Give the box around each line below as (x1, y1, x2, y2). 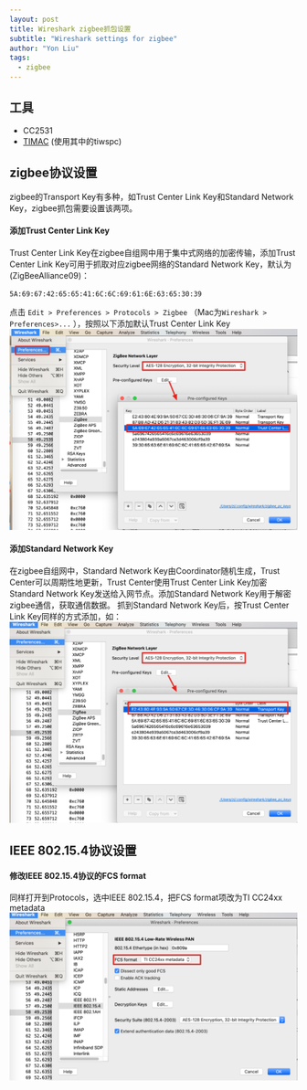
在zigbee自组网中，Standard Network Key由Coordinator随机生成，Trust (9, 565, 281, 576)
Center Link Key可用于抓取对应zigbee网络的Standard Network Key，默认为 (9, 259, 292, 270)
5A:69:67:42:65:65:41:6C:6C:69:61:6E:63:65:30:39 (9, 289, 203, 299)
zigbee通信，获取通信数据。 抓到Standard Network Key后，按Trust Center (9, 599, 290, 610)
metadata (9, 903, 46, 914)
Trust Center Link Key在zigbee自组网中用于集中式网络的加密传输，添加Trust (9, 247, 296, 258)
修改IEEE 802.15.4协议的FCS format (9, 870, 146, 881)
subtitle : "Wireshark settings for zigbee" (9, 34, 178, 43)
